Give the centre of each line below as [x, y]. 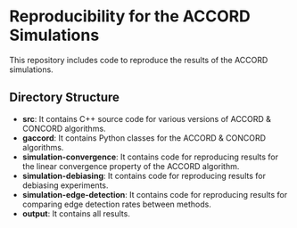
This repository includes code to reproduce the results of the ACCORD [139, 60]
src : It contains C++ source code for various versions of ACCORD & [147, 118]
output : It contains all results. [76, 213]
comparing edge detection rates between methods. [116, 204]
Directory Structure [65, 98]
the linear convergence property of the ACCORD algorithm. [131, 166]
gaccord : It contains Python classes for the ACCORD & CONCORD [144, 138]
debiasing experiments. [65, 185]
